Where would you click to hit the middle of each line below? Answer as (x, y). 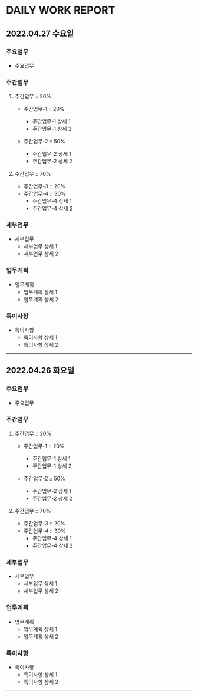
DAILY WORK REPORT (61, 10)
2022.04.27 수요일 (40, 33)
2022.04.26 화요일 (40, 371)
